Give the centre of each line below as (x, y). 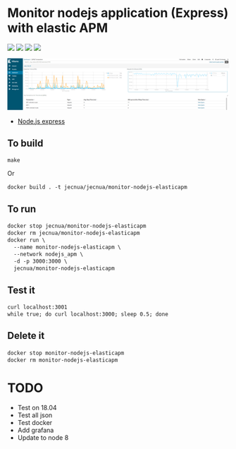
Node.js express (41, 121)
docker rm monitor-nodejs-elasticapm (63, 360)
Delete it (26, 336)
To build (25, 143)
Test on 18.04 (37, 407)
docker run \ (26, 240)
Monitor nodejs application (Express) (118, 13)
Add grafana (36, 430)
